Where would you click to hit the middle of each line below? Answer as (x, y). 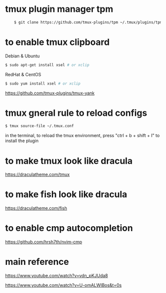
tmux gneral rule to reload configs (76, 113)
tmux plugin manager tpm (59, 9)
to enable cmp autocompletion (69, 228)
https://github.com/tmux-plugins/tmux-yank (50, 93)
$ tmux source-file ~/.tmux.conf (40, 126)
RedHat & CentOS (23, 74)
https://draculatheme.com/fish (36, 208)
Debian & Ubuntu (22, 56)
